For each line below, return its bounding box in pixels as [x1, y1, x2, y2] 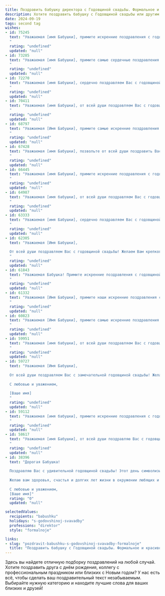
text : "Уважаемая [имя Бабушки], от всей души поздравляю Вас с [9, 437, 144, 442]
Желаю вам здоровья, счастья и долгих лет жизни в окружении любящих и [9, 478, 160, 482]
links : [5, 537, 19, 541]
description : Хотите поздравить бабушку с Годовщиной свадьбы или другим [5, 12, 160, 17]
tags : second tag [5, 21, 41, 26]
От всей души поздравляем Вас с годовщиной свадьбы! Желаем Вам [9, 249, 144, 255]
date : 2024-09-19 [5, 16, 41, 21]
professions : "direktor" [9, 523, 60, 528]
